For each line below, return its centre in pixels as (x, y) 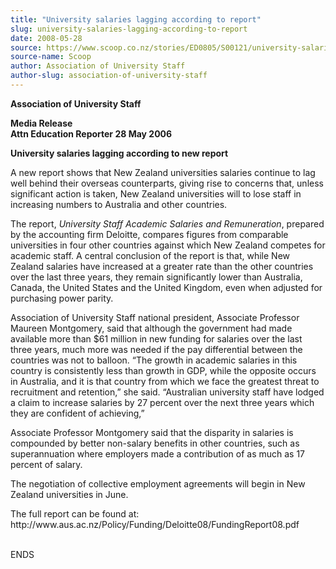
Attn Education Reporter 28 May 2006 (91, 133)
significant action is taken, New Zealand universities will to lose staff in (156, 193)
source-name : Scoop (51, 57)
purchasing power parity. (62, 298)
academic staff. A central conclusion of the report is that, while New (150, 255)
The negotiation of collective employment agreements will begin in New (158, 483)
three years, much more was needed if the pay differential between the (156, 349)
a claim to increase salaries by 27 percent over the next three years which (162, 402)
